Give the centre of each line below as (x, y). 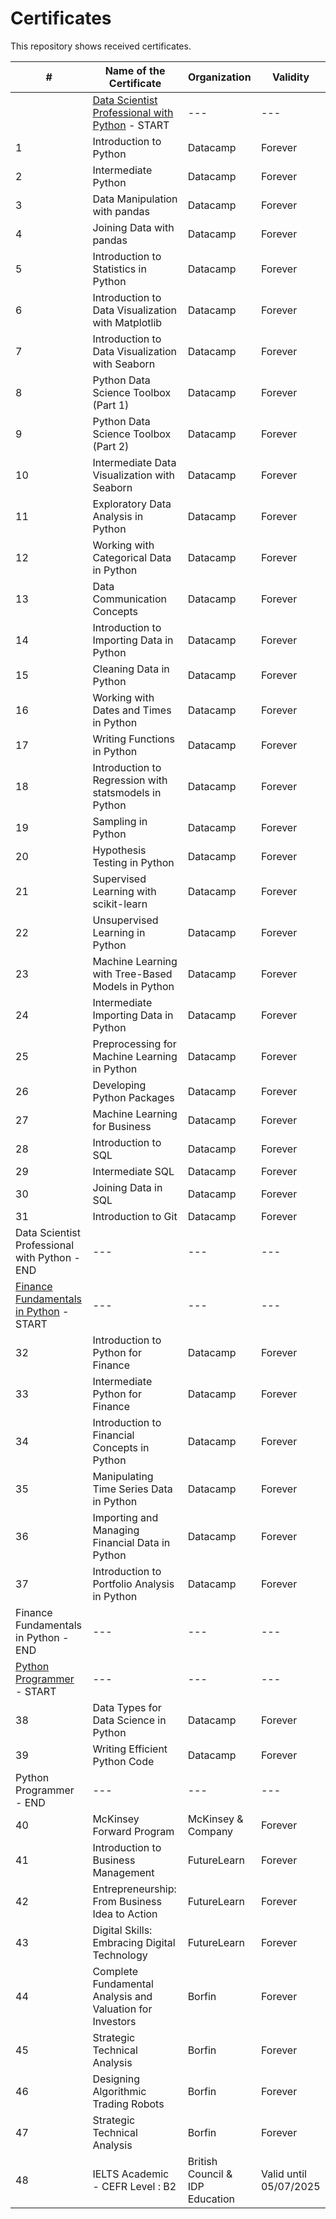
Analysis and (122, 1996)
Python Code (123, 1761)
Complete (115, 1971)
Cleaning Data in (131, 669)
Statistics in (119, 269)
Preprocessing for (134, 1044)
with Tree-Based (132, 974)
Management (123, 1872)
